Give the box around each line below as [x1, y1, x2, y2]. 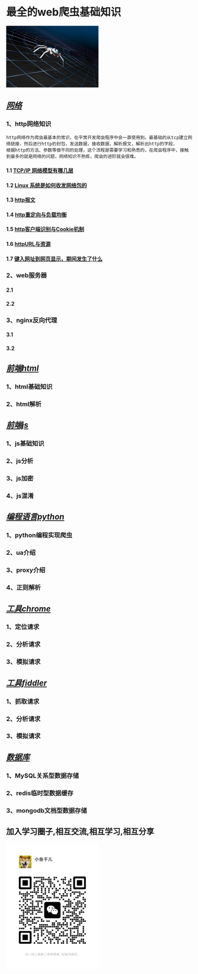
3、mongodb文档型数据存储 [6, 806, 87, 814]
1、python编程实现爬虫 [6, 531, 73, 539]
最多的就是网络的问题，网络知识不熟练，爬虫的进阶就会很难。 [10, 154, 139, 160]
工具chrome [6, 603, 51, 614]
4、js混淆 [6, 492, 34, 500]
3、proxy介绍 [6, 566, 46, 574]
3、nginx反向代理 [6, 316, 58, 324]
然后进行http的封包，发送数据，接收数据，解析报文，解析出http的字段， [23, 141, 178, 147]
